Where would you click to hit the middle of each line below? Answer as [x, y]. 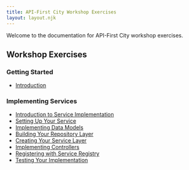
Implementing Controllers [47, 147]
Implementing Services [42, 101]
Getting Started [30, 72]
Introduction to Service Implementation [65, 115]
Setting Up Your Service [46, 121]
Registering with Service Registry [57, 153]
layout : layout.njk [31, 18]
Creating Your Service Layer [51, 141]
